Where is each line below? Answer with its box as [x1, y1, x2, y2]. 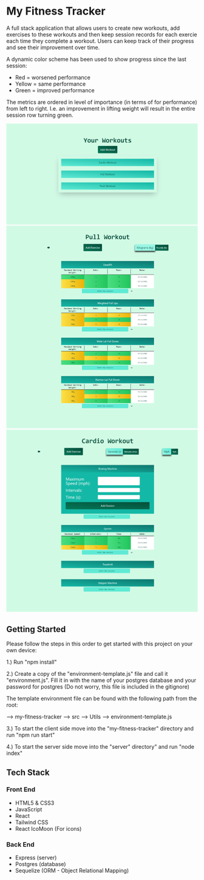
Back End [6, 840, 35, 848]
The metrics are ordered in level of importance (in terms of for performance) [6, 98, 197, 106]
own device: [6, 647, 37, 654]
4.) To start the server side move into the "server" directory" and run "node [6, 743, 194, 751]
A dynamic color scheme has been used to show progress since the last [6, 55, 187, 63]
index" [6, 749, 23, 757]
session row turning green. [6, 111, 73, 119]
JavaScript [15, 805, 42, 813]
